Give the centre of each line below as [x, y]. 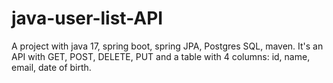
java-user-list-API [87, 18]
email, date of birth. [51, 67]
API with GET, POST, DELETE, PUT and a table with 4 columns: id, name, [161, 56]
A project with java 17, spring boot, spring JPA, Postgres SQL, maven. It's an [167, 46]
